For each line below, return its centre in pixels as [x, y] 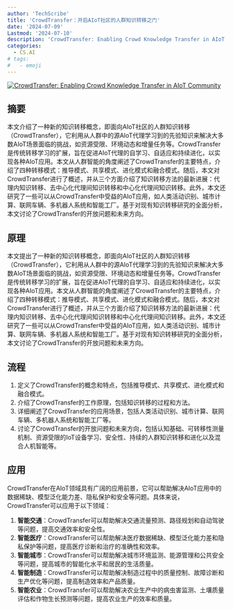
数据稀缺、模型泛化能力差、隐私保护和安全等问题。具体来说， [95, 497]
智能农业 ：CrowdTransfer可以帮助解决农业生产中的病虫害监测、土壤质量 [121, 590]
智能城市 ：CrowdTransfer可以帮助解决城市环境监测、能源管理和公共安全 [121, 555]
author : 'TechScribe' [38, 14]
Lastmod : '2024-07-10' [40, 33]
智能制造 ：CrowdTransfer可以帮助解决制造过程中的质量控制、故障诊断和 [121, 572]
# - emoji [24, 65]
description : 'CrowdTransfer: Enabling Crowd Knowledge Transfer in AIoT [116, 40]
